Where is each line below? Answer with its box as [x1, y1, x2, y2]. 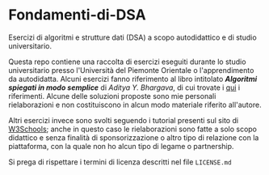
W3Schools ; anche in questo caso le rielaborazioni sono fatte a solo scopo [8, 124, 257, 134]
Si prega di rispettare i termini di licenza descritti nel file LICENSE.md [8, 156, 232, 167]
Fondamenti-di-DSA [8, 6, 147, 24]
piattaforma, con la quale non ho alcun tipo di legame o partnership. [8, 141, 234, 151]
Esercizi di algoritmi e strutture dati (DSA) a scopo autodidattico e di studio [8, 32, 257, 42]
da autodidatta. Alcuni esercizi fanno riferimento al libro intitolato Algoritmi [8, 74, 258, 83]
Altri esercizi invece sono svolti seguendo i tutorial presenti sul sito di [8, 115, 239, 125]
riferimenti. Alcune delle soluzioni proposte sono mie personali [8, 91, 216, 100]
